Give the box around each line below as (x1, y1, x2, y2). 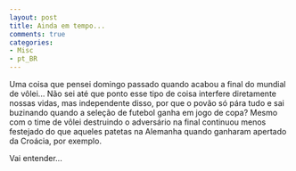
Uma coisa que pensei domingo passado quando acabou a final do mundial (9, 79, 286, 89)
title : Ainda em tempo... (9, 21, 105, 30)
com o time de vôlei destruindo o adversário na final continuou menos (9, 117, 267, 127)
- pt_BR (9, 54, 38, 63)
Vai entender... (9, 153, 62, 163)
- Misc (9, 46, 34, 55)
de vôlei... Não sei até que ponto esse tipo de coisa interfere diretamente (9, 88, 276, 99)
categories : (9, 37, 53, 47)
